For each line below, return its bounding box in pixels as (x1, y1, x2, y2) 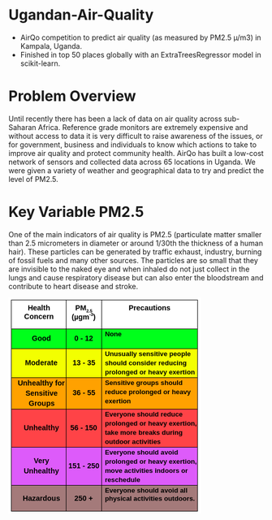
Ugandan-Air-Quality (8, 6, 154, 24)
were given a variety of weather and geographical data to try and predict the (8, 165, 265, 175)
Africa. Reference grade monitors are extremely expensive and (37, 122, 248, 132)
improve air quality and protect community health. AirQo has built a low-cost (8, 148, 264, 158)
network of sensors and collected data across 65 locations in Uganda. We (8, 157, 256, 167)
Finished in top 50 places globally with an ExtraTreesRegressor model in (19, 50, 261, 59)
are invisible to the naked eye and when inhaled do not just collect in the (8, 264, 250, 274)
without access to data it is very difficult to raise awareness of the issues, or (8, 131, 263, 141)
